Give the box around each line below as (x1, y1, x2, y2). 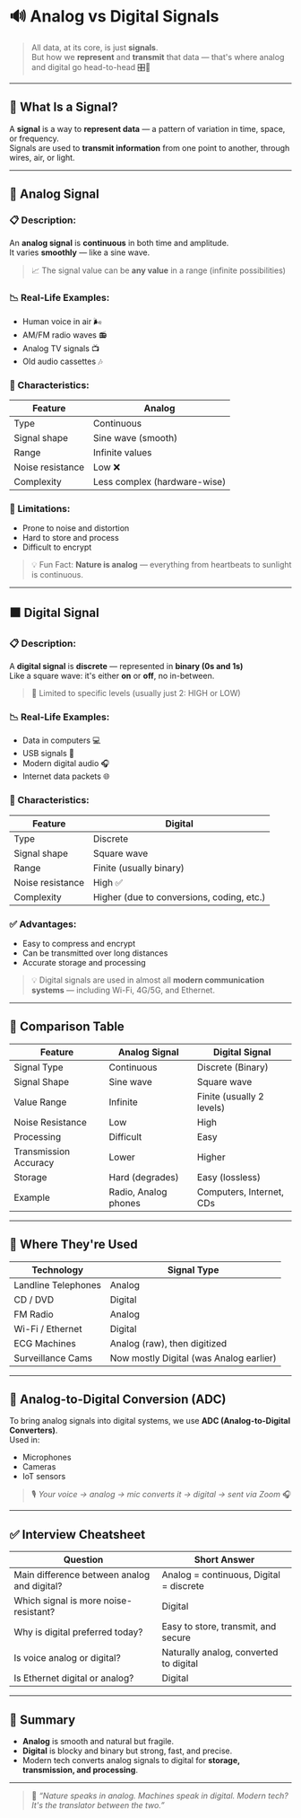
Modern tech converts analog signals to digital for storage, (21, 1754, 240, 1765)
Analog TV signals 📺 (21, 342, 100, 354)
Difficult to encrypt (21, 542, 92, 552)
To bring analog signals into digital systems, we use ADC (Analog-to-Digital (9, 1416, 291, 1426)
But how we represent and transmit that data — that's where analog (30, 51, 285, 62)
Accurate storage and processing (21, 957, 146, 967)
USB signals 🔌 (21, 748, 74, 759)
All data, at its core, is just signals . (30, 41, 159, 53)
